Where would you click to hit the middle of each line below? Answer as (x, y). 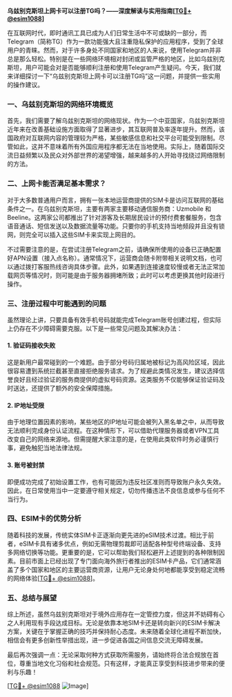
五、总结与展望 (32, 597)
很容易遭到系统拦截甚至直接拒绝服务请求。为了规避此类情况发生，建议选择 (113, 371)
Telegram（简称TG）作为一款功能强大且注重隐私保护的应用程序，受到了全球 (115, 41)
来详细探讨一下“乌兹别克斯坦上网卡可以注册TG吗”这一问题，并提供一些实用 (114, 76)
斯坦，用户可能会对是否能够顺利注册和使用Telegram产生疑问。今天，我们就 (114, 67)
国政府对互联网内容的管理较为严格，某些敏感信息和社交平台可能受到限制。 (113, 138)
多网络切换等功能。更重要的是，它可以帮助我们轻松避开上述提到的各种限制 (113, 552)
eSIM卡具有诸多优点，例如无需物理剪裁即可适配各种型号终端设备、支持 (120, 543)
